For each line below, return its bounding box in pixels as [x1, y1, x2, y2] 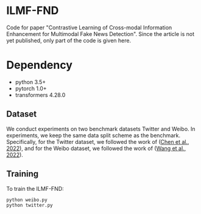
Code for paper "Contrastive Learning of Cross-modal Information [6, 24, 172, 31]
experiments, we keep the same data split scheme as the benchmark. [6, 132, 181, 139]
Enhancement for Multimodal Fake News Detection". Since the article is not [6, 30, 195, 37]
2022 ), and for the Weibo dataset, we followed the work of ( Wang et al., [6, 144, 186, 152]
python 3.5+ [15, 78, 46, 85]
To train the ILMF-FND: [6, 185, 64, 192]
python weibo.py [6, 196, 48, 203]
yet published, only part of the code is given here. [6, 37, 132, 44]
